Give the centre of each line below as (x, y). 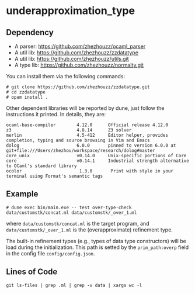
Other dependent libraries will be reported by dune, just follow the (85, 108)
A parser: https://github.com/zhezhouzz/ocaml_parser (80, 46)
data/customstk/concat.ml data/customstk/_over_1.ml (72, 212)
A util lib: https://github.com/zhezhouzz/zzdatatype (76, 53)
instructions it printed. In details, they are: (56, 114)
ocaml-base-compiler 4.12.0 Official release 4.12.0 (87, 125)
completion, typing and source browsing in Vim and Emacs (78, 140)
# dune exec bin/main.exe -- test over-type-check (69, 207)
